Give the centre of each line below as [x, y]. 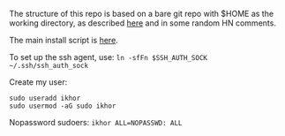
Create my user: [38, 82]
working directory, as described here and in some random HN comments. [142, 23]
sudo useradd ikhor [45, 98]
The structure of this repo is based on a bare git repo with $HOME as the [142, 14]
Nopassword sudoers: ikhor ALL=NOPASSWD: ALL [96, 122]
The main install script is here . [64, 40]
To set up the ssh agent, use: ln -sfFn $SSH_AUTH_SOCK [108, 57]
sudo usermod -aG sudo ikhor [63, 106]
